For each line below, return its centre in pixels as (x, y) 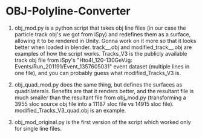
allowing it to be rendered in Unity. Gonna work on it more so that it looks (105, 41)
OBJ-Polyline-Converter (68, 11)
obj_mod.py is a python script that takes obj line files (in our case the (100, 28)
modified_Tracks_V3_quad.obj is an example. (70, 110)
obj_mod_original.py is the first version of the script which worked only (103, 122)
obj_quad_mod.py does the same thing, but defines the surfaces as (98, 84)
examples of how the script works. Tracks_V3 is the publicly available (101, 53)
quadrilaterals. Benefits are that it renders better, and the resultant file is (104, 91)
